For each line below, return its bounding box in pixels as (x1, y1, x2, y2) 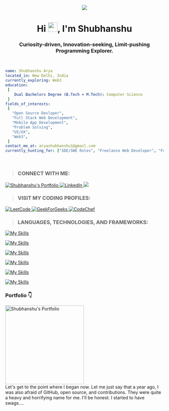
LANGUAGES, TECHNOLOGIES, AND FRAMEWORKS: (17, 218, 148, 225)
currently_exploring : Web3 (5, 78, 62, 83)
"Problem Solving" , (12, 125, 53, 130)
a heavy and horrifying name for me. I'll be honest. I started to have (5, 395, 145, 401)
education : (5, 83, 28, 88)
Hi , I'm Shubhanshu (37, 23, 132, 35)
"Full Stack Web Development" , (12, 115, 78, 121)
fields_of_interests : (5, 101, 51, 106)
